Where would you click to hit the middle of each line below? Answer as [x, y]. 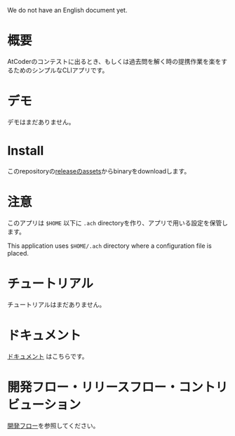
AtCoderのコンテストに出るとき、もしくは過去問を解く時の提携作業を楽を [114, 61]
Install [26, 151]
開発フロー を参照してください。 [53, 425]
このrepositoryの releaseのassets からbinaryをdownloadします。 [99, 171]
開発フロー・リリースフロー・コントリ [117, 387]
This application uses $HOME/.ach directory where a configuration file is [109, 246]
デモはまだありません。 [41, 121]
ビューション [44, 405]
